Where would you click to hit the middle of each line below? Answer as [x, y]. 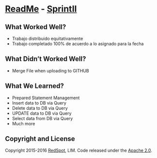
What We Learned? [35, 86]
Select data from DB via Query [42, 118]
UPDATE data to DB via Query [42, 113]
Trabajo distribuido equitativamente [47, 38]
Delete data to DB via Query [40, 108]
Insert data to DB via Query [39, 103]
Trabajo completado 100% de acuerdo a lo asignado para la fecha [78, 44]
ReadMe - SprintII [41, 9]
